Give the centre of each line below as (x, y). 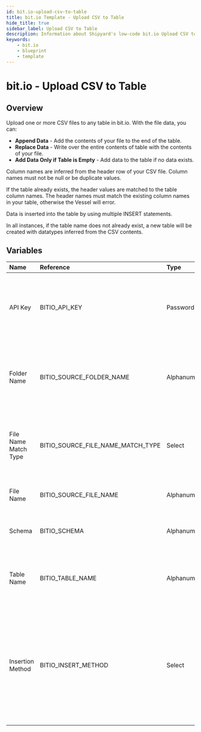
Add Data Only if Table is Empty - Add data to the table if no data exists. (104, 160)
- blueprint (32, 51)
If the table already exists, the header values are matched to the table (92, 189)
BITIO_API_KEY (61, 308)
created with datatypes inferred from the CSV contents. (75, 232)
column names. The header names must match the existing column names (98, 196)
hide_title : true (28, 23)
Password (180, 308)
